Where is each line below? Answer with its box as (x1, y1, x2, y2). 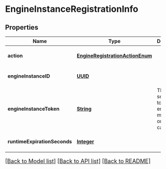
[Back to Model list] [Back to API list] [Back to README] (5, 158, 151, 165)
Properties (5, 23, 39, 32)
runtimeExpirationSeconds (7, 138, 72, 145)
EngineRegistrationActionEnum (76, 52, 152, 59)
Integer (76, 138, 94, 145)
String (76, 105, 92, 112)
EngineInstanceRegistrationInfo (5, 3, 138, 15)
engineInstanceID (7, 73, 50, 80)
